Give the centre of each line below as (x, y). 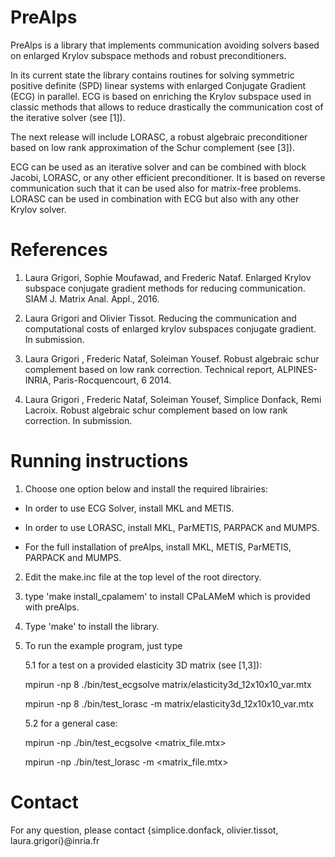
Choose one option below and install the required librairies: (146, 488)
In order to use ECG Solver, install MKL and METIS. (129, 508)
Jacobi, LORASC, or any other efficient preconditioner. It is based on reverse (168, 177)
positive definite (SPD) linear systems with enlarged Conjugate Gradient (158, 85)
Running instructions (99, 461)
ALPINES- (297, 369)
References (59, 250)
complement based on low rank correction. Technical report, (149, 369)
